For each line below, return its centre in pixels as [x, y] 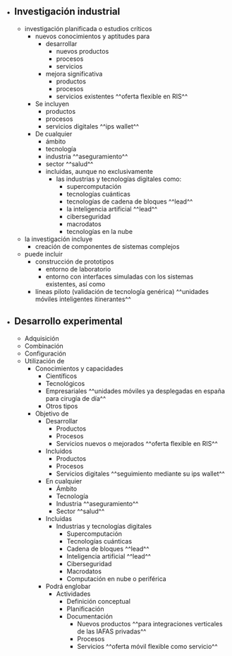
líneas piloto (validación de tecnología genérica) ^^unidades [122, 291]
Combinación [44, 346]
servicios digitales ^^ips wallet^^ [92, 126]
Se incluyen [52, 104]
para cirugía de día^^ [76, 398]
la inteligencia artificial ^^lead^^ [112, 209]
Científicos [61, 376]
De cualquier [54, 134]
